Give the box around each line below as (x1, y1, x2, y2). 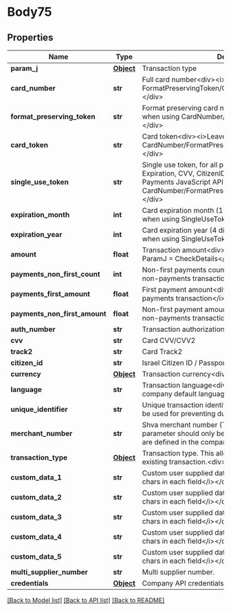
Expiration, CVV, (142, 169, 195, 178)
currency (10, 369, 41, 379)
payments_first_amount (10, 289, 91, 298)
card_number (10, 83, 56, 93)
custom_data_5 (10, 552, 62, 561)
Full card (142, 75, 170, 84)
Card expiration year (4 (142, 225, 217, 235)
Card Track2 (142, 347, 183, 356)
